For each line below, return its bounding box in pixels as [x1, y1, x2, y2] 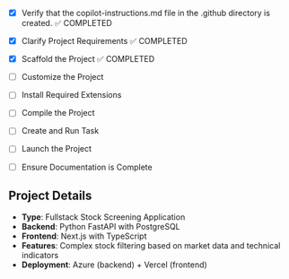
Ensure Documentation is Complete [21, 161, 153, 172]
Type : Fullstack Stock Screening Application [21, 212, 186, 222]
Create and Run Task [21, 126, 100, 136]
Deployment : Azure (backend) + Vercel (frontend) [21, 259, 207, 270]
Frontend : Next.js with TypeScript [21, 231, 147, 241]
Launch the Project [21, 144, 92, 154]
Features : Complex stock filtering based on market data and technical [21, 240, 281, 251]
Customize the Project [21, 72, 104, 83]
